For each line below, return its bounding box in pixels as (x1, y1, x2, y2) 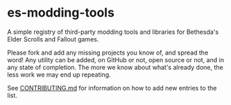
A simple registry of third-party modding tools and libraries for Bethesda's (7, 28, 219, 36)
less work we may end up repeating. (7, 70, 111, 79)
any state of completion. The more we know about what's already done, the (7, 63, 223, 71)
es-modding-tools (7, 5, 114, 21)
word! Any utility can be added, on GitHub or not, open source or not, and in (7, 55, 224, 64)
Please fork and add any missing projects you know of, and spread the (7, 48, 209, 57)
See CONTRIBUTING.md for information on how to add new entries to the (7, 84, 217, 92)
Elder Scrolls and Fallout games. (7, 35, 99, 43)
